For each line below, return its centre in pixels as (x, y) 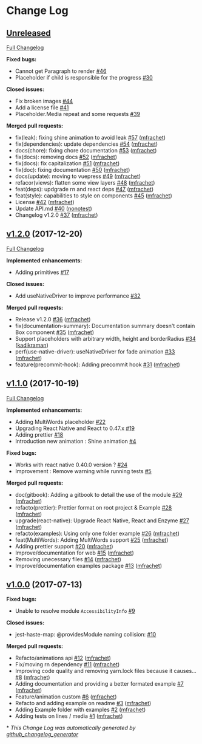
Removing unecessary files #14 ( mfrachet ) (68, 559)
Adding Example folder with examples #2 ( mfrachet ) (80, 710)
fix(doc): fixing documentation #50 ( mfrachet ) (72, 170)
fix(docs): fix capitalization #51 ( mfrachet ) (67, 163)
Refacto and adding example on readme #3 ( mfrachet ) (83, 703)
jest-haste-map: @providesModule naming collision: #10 (86, 635)
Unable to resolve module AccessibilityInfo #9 (75, 611)
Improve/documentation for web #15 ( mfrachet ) (75, 553)
